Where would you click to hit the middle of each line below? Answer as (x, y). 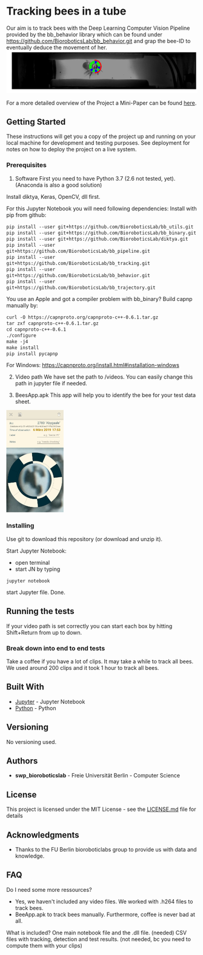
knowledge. (30, 856)
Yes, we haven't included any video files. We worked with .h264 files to (104, 902)
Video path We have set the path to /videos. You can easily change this (104, 377)
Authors (22, 761)
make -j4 (17, 342)
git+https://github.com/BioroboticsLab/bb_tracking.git (78, 263)
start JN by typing (38, 569)
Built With (25, 687)
